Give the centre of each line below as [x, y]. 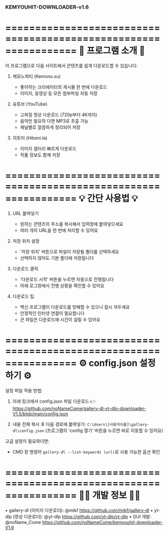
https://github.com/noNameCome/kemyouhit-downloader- [102, 522]
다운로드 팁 [23, 296]
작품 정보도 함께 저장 [40, 155]
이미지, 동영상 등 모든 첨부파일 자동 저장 [59, 93]
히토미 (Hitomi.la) [30, 138]
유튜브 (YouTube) [30, 104]
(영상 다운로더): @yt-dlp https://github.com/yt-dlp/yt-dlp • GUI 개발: [82, 516]
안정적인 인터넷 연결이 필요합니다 [52, 313]
